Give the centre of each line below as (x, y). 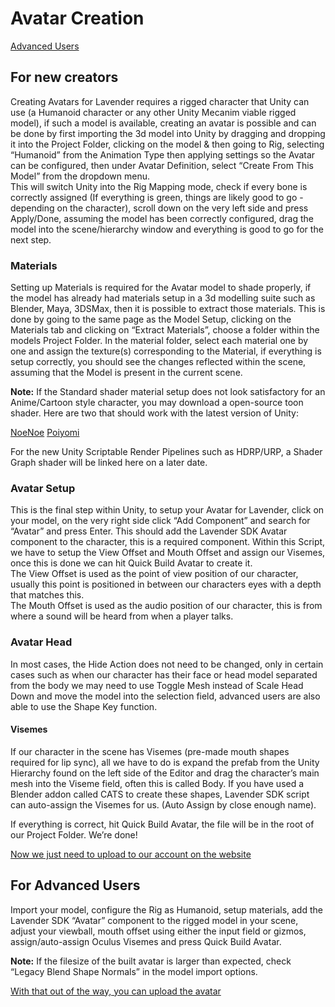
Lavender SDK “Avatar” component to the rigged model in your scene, (154, 920)
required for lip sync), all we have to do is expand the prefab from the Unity (165, 762)
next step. (31, 239)
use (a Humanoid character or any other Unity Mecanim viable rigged (153, 112)
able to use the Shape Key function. (84, 706)
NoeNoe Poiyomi (45, 433)
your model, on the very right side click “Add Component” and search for (160, 521)
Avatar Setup (43, 488)
